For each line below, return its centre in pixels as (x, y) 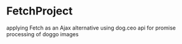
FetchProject (40, 11)
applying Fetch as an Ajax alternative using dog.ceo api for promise (91, 28)
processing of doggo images (42, 34)
